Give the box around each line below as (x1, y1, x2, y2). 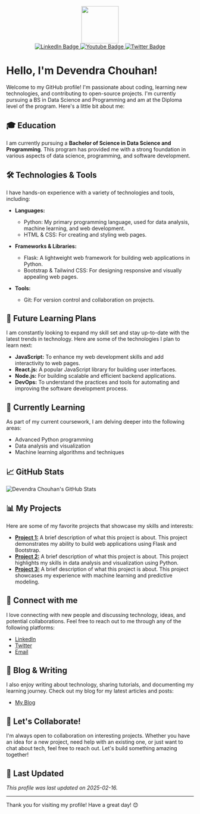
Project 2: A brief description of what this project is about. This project (14, 552, 189, 560)
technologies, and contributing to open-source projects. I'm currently (6, 89, 176, 97)
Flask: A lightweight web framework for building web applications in (23, 254, 190, 261)
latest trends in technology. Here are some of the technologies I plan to (6, 335, 180, 343)
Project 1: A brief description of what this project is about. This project (14, 533, 187, 541)
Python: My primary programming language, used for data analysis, (23, 218, 189, 225)
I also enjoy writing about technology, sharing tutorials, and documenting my (6, 681, 194, 688)
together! (6, 751, 29, 759)
